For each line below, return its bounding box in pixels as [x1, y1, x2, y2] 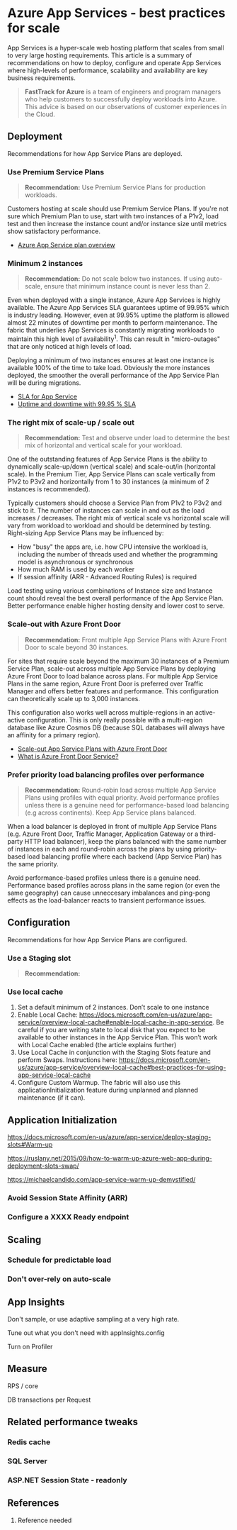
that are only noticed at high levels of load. [7, 342, 132, 350]
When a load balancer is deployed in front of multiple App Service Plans [7, 822, 217, 830]
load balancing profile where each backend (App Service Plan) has [27, 852, 222, 861]
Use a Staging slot [7, 953, 71, 963]
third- [200, 830, 216, 838]
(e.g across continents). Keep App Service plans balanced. [24, 808, 197, 817]
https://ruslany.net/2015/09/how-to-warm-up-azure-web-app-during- [7, 1154, 212, 1163]
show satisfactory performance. [7, 227, 101, 235]
